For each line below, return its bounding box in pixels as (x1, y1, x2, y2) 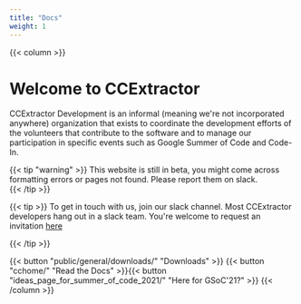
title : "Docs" (9, 13, 63, 23)
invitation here (9, 221, 63, 231)
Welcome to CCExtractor (9, 78, 200, 99)
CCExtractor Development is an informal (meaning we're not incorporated (9, 108, 285, 119)
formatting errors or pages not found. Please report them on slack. (9, 174, 258, 185)
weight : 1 (9, 22, 47, 31)
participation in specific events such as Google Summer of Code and (9, 137, 267, 148)
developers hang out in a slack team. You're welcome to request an (9, 211, 261, 222)
